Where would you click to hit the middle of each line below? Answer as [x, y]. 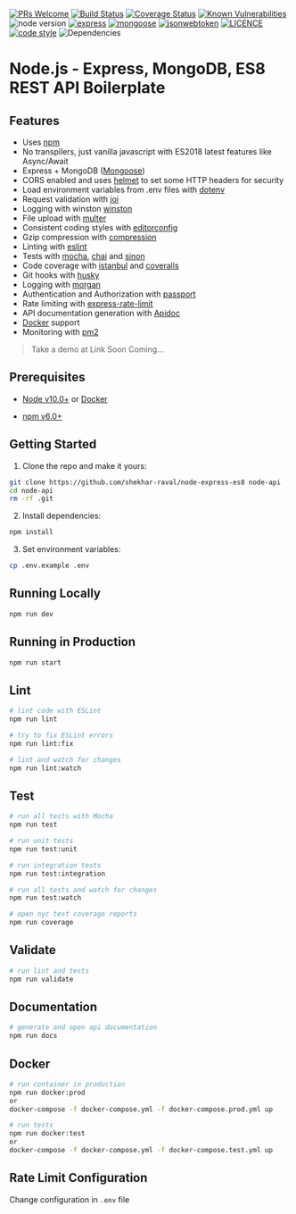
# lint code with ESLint [55, 711]
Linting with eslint [54, 247]
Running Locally [55, 594]
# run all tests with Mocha [62, 816]
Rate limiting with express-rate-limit [87, 303]
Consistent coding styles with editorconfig [100, 227]
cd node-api [31, 490]
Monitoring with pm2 [60, 332]
